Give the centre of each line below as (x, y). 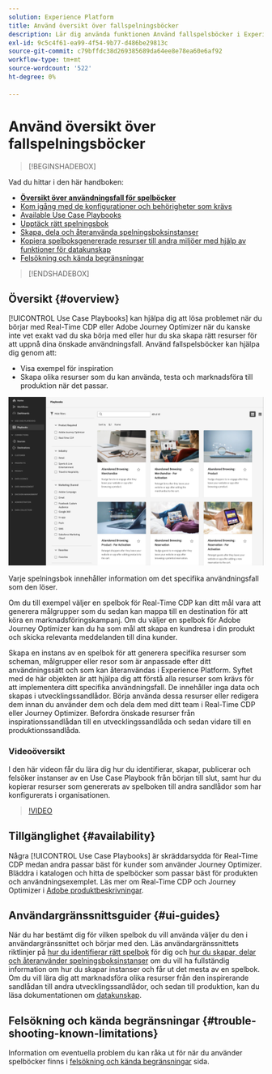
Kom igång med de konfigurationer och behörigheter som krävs (126, 206)
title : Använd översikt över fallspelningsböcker (94, 26)
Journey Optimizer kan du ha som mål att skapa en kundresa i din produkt (132, 629)
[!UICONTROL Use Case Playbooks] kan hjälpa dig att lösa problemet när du (136, 318)
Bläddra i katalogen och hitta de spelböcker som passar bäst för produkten (133, 873)
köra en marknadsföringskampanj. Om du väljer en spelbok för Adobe (125, 620)
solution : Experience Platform (61, 17)
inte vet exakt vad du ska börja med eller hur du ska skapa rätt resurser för (133, 335)
